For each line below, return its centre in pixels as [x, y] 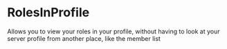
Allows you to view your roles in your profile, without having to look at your [113, 31]
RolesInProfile [48, 13]
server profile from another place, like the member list [84, 38]
